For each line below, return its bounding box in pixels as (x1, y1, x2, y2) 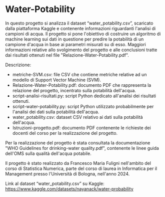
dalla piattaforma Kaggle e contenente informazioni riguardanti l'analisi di (5, 25, 156, 31)
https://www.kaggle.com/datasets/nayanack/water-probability (5, 185, 133, 191)
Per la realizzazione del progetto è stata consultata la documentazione (5, 139, 150, 146)
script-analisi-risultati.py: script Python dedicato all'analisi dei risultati (12, 93, 156, 99)
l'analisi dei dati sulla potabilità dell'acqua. (12, 109, 99, 115)
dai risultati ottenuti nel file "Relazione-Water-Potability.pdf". (5, 52, 129, 58)
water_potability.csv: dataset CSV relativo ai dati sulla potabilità (12, 114, 143, 120)
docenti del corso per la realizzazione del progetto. (12, 130, 118, 136)
